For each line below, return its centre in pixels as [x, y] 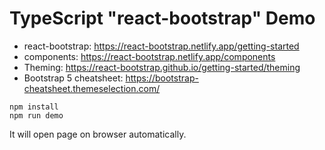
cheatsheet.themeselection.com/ [92, 88]
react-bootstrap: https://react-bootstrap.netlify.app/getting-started [161, 46]
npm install [34, 107]
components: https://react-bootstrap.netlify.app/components [149, 56]
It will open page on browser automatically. [98, 134]
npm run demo [36, 115]
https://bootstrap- [162, 78]
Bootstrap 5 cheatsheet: [73, 78]
